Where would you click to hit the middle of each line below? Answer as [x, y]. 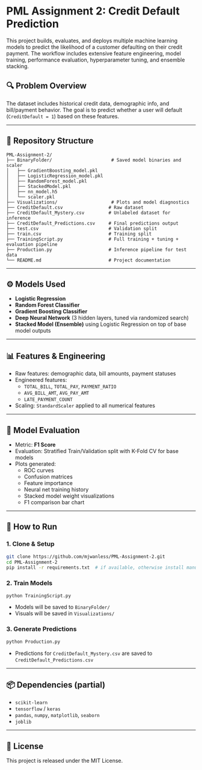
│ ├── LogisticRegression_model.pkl [55, 176]
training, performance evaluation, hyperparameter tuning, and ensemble [96, 60]
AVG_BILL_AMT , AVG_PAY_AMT [57, 393]
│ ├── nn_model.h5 [32, 192]
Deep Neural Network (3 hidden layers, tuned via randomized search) [102, 318]
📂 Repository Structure [50, 141]
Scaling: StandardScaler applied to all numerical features [85, 405]
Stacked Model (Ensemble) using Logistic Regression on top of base [100, 324]
